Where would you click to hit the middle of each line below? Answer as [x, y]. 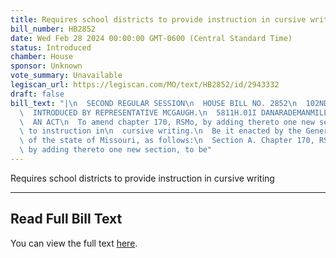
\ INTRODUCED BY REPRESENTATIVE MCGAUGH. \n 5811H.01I [138, 112]
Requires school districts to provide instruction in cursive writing [142, 178]
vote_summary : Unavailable [66, 76]
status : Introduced [51, 47]
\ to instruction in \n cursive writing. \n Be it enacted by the [160, 131]
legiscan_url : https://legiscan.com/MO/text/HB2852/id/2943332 [145, 85]
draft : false [37, 94]
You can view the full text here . [74, 243]
